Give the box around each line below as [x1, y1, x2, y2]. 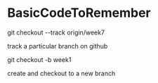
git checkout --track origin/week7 [7, 28, 105, 37]
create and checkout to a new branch [7, 69, 116, 77]
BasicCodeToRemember [7, 5, 151, 21]
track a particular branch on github [7, 41, 108, 50]
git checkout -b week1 [7, 55, 72, 64]
